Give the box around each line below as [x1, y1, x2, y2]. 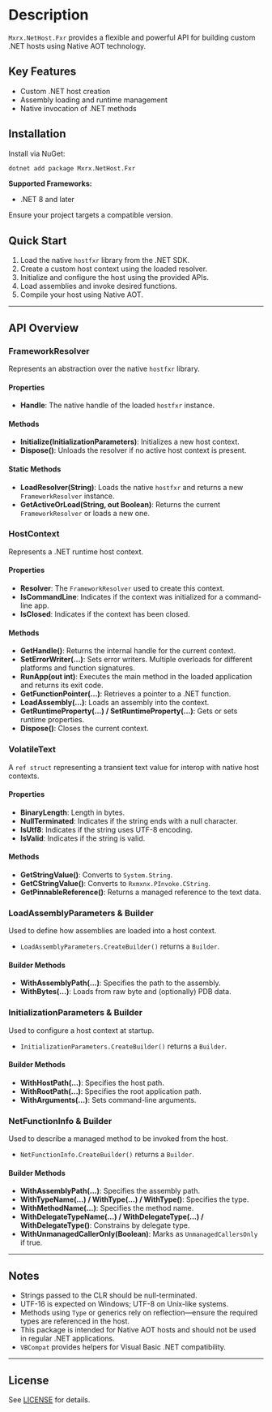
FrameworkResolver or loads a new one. [19, 508, 150, 518]
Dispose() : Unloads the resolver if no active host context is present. [19, 446, 247, 455]
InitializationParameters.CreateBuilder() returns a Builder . [19, 1041, 227, 1051]
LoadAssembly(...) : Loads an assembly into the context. [19, 698, 210, 708]
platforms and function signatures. [19, 663, 136, 673]
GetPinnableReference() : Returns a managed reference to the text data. [19, 887, 261, 897]
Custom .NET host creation [19, 86, 111, 96]
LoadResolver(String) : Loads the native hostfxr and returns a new [19, 482, 244, 492]
